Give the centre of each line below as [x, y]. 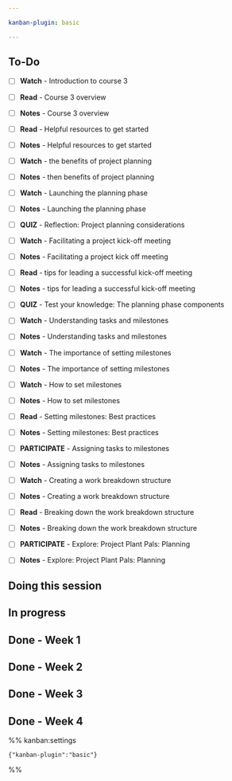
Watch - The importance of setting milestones [95, 352]
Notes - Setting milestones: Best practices [89, 432]
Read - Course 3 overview [63, 97]
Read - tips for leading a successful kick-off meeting [106, 273]
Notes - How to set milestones [70, 400]
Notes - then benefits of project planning [87, 177]
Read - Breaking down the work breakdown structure [107, 512]
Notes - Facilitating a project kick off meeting [94, 257]
